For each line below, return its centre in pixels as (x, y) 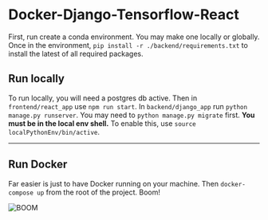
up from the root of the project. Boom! (99, 192)
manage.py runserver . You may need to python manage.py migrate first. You (132, 115)
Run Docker (38, 165)
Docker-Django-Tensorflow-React (124, 15)
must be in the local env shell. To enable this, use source (102, 123)
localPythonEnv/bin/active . (54, 132)
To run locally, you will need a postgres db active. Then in (103, 98)
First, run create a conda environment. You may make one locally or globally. (134, 37)
